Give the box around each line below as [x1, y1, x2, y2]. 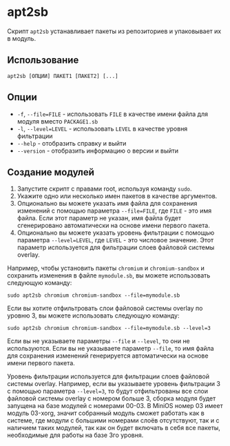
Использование [7, 55, 79, 66]
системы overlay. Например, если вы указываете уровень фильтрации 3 [7, 380, 220, 388]
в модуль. [7, 34, 36, 42]
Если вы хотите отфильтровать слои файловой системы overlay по [7, 304, 203, 313]
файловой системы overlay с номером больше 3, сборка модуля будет [7, 394, 216, 403]
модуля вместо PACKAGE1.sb [17, 117, 98, 125]
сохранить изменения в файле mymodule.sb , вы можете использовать [7, 271, 211, 280]
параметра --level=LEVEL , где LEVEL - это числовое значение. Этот [17, 236, 214, 244]
